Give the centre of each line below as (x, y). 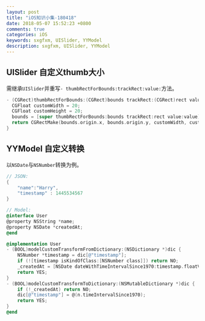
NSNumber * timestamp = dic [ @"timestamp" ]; (72, 255)
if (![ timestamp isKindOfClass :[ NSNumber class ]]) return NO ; (98, 261)
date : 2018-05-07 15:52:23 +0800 (49, 23)
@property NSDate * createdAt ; (45, 227)
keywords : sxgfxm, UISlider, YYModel (54, 40)
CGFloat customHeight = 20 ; (48, 111)
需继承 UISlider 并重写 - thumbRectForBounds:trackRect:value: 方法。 (92, 88)
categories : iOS (27, 35)
